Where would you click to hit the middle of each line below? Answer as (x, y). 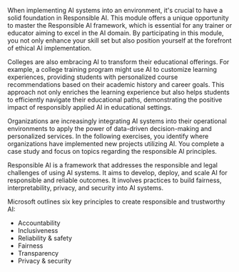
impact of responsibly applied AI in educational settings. (90, 107)
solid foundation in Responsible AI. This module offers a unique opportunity (118, 18)
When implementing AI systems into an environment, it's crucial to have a (115, 10)
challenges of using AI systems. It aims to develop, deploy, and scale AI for (118, 173)
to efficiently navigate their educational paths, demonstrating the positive (115, 100)
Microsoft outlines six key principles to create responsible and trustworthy (116, 202)
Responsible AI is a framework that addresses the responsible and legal (112, 165)
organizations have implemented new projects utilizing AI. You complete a (116, 144)
